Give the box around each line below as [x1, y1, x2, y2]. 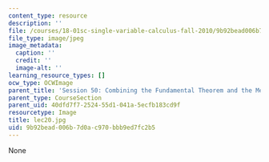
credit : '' [15, 57, 52, 65]
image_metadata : [8, 42, 62, 50]
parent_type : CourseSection [8, 94, 102, 102]
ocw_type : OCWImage [8, 79, 74, 87]
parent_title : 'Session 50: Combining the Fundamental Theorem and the [8, 86, 252, 95]
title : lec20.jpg [8, 116, 66, 124]
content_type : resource [8, 11, 88, 20]
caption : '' [15, 49, 56, 57]
